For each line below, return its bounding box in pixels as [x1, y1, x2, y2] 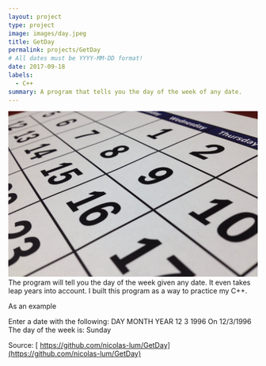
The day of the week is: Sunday [8, 325, 112, 335]
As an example [8, 301, 57, 311]
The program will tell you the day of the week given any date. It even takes [8, 277, 251, 288]
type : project [8, 21, 55, 29]
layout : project [8, 13, 62, 21]
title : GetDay [8, 38, 55, 46]
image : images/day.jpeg [8, 29, 87, 37]
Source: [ [8, 341, 38, 350]
